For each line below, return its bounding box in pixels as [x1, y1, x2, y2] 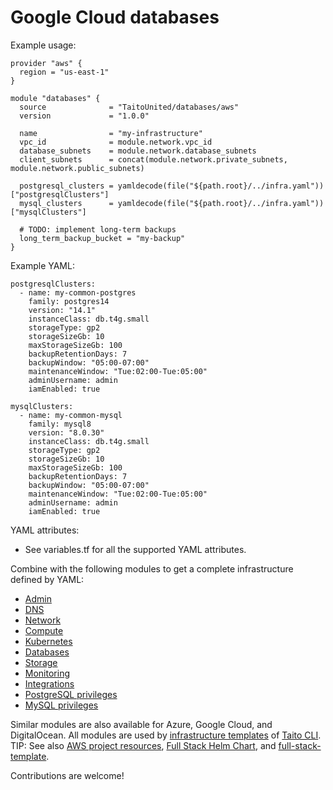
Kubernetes [24, 635, 73, 647]
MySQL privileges [24, 699, 99, 711]
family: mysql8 [28, 419, 92, 429]
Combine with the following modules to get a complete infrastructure [10, 562, 294, 575]
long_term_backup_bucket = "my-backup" [19, 233, 186, 243]
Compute [24, 624, 64, 636]
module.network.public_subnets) [10, 163, 145, 173]
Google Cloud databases [10, 6, 220, 29]
